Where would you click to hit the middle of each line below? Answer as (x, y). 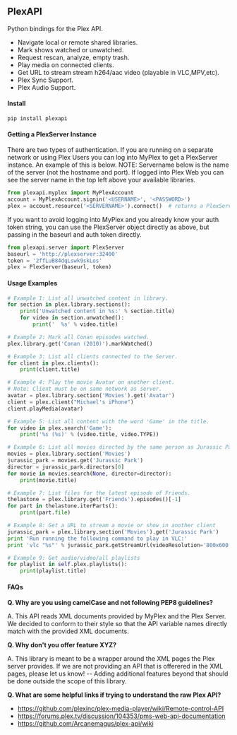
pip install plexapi (38, 119)
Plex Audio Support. (47, 87)
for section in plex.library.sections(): (69, 305)
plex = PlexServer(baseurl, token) (60, 267)
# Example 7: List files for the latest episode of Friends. (99, 493)
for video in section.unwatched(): (72, 318)
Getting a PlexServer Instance (52, 134)
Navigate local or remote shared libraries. (78, 42)
